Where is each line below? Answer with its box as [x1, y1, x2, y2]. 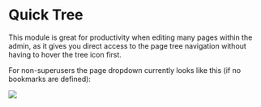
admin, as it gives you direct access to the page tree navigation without [8, 41, 247, 50]
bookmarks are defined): [8, 74, 92, 83]
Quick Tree [8, 6, 83, 24]
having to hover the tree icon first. [8, 49, 122, 59]
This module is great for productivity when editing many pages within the [8, 32, 253, 42]
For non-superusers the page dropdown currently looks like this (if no [8, 65, 242, 75]
